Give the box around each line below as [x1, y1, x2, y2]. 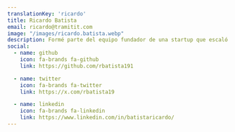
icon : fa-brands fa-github [20, 56, 99, 63]
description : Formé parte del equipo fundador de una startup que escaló [7, 37, 229, 44]
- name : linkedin [13, 101, 65, 108]
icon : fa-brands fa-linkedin [20, 107, 106, 114]
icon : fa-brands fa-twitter [20, 81, 102, 88]
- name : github [13, 50, 58, 57]
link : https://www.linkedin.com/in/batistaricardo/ [20, 114, 174, 121]
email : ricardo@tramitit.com [7, 23, 93, 30]
